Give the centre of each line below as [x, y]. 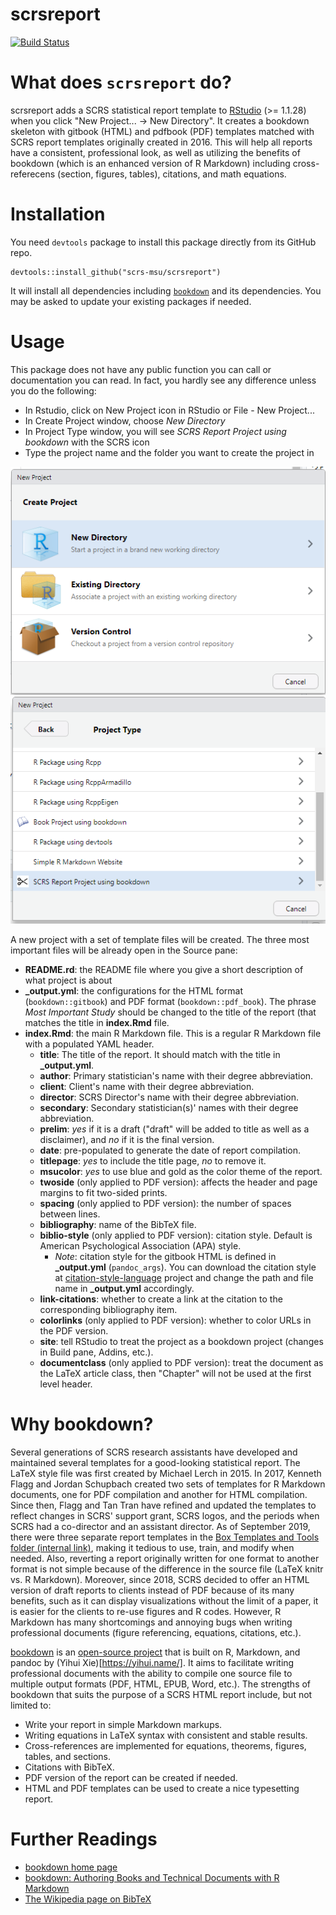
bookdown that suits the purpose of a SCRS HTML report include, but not [161, 1694]
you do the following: [53, 390]
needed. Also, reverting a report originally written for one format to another [165, 1558]
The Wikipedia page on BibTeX [88, 1899]
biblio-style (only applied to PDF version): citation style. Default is [176, 1235]
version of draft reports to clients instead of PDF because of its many [152, 1590]
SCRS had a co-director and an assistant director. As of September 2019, [160, 1526]
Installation [58, 214]
